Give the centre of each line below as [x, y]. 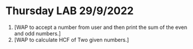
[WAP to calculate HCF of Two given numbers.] [71, 40]
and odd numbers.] [37, 33]
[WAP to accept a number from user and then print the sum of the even [100, 27]
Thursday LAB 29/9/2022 [70, 11]
